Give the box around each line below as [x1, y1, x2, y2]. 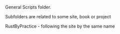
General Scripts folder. [5, 4, 51, 10]
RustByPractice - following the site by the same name [5, 23, 116, 29]
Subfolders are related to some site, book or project [5, 14, 111, 19]
